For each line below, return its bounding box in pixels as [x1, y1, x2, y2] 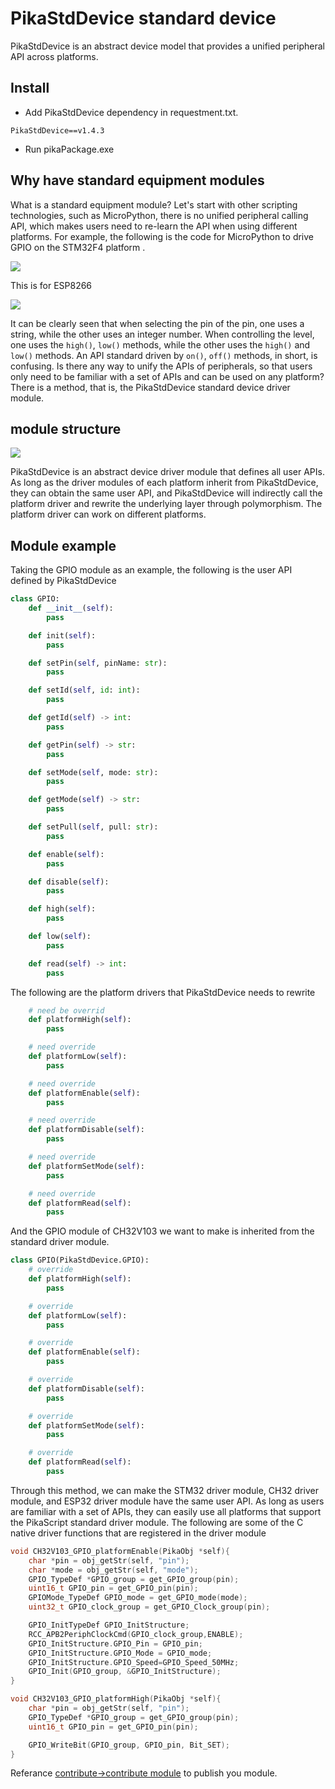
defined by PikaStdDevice [10, 575, 117, 587]
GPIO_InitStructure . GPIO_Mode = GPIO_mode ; [28, 1648, 213, 1658]
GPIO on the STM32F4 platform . [10, 241, 146, 253]
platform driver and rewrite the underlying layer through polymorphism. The [10, 498, 323, 510]
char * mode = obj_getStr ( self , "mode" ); [28, 1565, 199, 1575]
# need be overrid [28, 1005, 105, 1016]
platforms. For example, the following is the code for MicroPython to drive [10, 230, 315, 242]
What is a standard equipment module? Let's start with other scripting [10, 198, 298, 211]
